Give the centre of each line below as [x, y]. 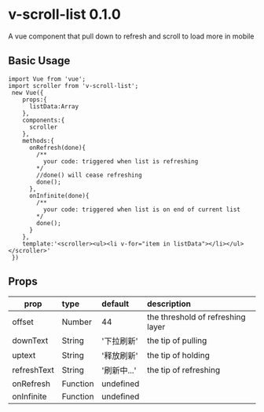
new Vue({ [27, 93]
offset [23, 322]
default [115, 304]
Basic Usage [39, 61]
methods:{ [38, 140]
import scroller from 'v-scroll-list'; [73, 86]
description [169, 304]
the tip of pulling [177, 341]
